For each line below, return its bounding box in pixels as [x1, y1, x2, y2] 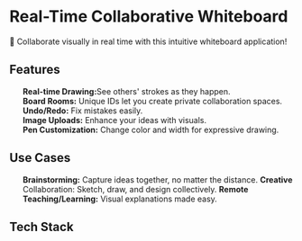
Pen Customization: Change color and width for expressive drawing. [22, 124, 279, 135]
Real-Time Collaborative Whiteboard [9, 6, 288, 27]
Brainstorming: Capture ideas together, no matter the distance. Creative [22, 174, 293, 185]
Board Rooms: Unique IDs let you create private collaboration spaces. [22, 95, 282, 106]
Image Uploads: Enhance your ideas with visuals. [22, 114, 207, 125]
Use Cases [9, 150, 71, 165]
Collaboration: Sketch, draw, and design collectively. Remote [22, 183, 249, 194]
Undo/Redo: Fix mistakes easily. [22, 105, 143, 116]
